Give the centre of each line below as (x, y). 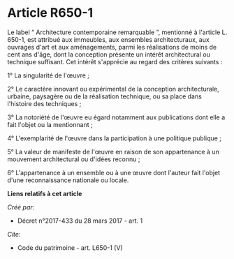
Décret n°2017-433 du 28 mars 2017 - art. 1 (80, 221)
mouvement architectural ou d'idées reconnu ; (74, 159)
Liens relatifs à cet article (45, 193)
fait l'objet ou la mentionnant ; (50, 124)
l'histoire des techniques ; (44, 103)
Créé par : (21, 207)
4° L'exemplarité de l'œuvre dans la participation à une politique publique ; (115, 138)
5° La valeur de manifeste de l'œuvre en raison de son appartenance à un (114, 151)
